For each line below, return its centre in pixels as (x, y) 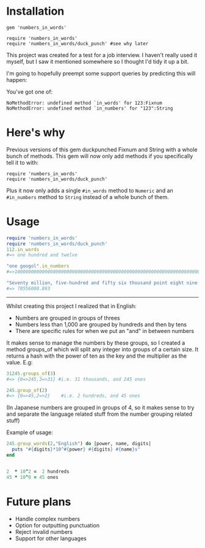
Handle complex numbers (48, 519)
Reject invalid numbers (44, 531)
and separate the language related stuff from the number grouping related (99, 414)
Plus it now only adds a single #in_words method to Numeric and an (90, 190)
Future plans (39, 502)
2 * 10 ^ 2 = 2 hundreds (38, 471)
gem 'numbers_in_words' (37, 28)
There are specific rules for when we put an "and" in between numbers (104, 331)
